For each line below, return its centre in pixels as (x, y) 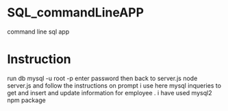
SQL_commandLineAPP (76, 13)
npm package (26, 100)
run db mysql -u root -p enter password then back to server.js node (102, 78)
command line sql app (38, 32)
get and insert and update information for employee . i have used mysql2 (110, 92)
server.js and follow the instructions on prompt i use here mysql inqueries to (114, 85)
